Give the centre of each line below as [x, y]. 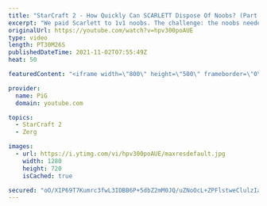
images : [21, 147]
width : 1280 [42, 161]
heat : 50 [23, 60]
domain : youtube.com [49, 103]
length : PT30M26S [37, 45]
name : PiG [31, 96]
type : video [28, 38]
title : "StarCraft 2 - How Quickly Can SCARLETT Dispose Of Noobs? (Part [133, 15]
